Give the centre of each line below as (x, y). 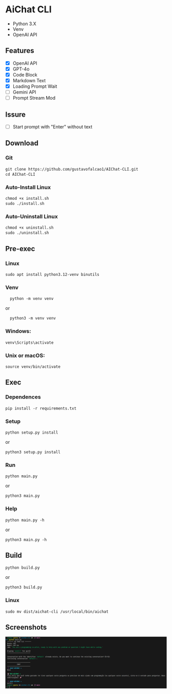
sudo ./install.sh (25, 204)
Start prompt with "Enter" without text (52, 127)
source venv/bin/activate (33, 367)
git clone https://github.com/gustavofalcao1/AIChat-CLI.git (72, 169)
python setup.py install (32, 433)
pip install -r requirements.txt (41, 408)
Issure (16, 114)
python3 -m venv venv (33, 318)
